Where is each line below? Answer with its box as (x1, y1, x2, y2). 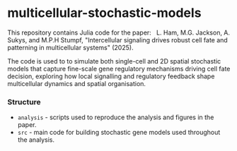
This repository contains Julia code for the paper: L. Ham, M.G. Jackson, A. (7, 28, 231, 37)
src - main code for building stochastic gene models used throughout (17, 128, 221, 137)
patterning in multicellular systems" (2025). (7, 43, 134, 52)
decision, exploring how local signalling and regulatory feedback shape (7, 72, 215, 80)
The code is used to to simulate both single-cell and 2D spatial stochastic (7, 56, 221, 65)
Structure (7, 97, 41, 107)
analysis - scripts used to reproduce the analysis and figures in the (17, 113, 214, 121)
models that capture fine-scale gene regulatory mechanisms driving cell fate (7, 64, 231, 73)
